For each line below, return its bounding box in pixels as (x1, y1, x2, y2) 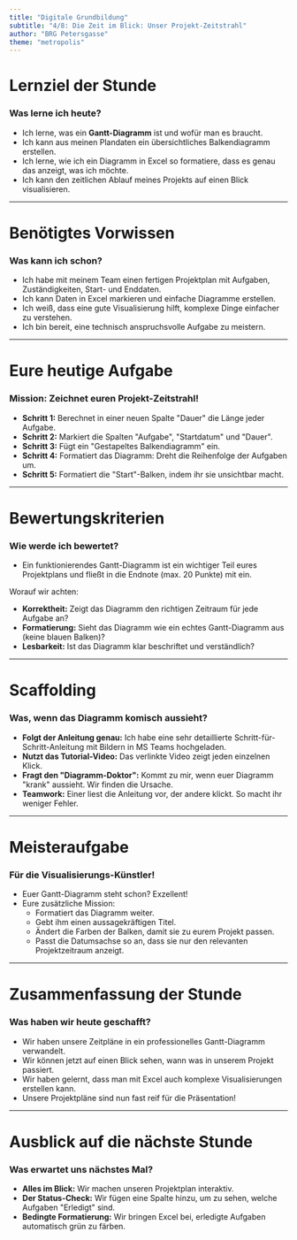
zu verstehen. (21, 312, 72, 323)
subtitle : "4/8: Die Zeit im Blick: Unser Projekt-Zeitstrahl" (9, 21, 247, 30)
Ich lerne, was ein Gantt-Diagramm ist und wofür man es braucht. (21, 127, 263, 138)
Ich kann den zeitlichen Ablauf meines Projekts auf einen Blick (21, 174, 249, 185)
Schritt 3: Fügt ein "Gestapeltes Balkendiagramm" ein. (21, 440, 221, 451)
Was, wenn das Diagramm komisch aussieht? (9, 712, 208, 724)
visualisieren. (21, 183, 71, 195)
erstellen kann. (21, 1083, 77, 1093)
